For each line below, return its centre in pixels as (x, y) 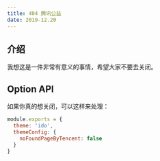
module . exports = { (35, 120)
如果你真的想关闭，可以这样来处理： (58, 106)
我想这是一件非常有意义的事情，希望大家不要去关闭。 (82, 67)
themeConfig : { (35, 132)
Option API (30, 89)
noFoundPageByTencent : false (61, 138)
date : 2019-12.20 (32, 20)
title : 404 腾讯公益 (34, 13)
